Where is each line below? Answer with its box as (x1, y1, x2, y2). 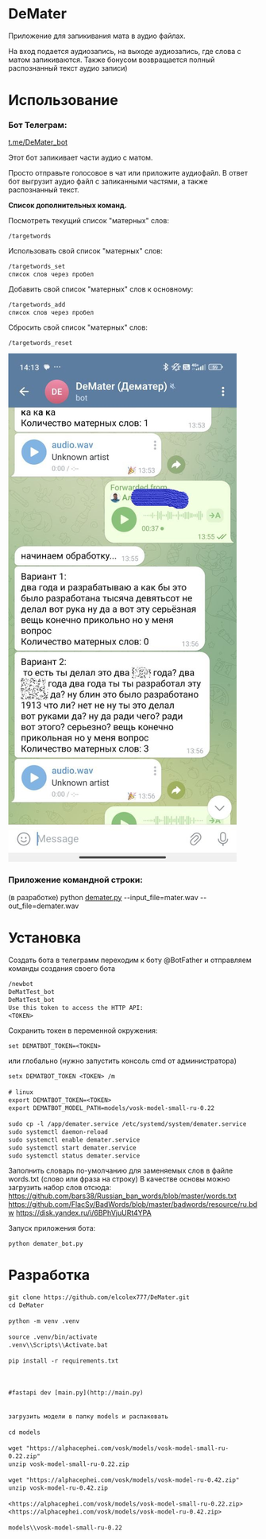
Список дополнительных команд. (8, 200, 127, 211)
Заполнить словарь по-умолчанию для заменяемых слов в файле (8, 1166, 233, 1175)
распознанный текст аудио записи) (8, 63, 129, 72)
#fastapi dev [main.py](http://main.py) (8, 1388, 145, 1397)
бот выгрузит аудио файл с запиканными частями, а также (8, 176, 208, 187)
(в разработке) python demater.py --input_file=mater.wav (8, 892, 199, 902)
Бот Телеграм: (8, 120, 67, 131)
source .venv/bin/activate (8, 1332, 98, 1341)
